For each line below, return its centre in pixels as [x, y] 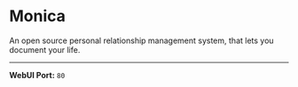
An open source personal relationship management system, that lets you [141, 40]
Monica [38, 16]
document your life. [45, 49]
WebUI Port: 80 [37, 75]
